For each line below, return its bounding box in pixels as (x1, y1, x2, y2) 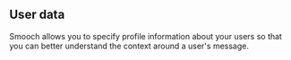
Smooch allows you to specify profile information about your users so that (9, 30, 282, 41)
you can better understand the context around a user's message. (9, 40, 249, 51)
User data (9, 7, 65, 22)
